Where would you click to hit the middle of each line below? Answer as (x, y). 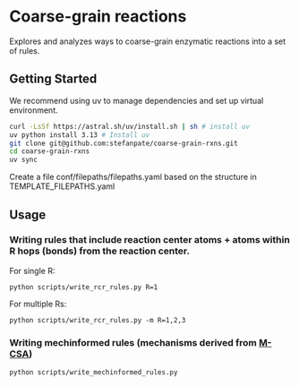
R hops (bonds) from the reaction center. (100, 251)
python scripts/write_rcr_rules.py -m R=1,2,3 (98, 320)
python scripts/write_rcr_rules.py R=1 (84, 287)
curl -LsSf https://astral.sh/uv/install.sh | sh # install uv (130, 126)
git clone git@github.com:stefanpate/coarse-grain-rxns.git (124, 143)
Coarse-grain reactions (98, 17)
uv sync (24, 160)
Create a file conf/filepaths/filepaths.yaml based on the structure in (133, 177)
